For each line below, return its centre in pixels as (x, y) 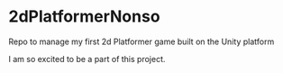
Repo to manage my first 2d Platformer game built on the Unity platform (141, 41)
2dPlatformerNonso (84, 17)
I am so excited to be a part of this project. (87, 59)
